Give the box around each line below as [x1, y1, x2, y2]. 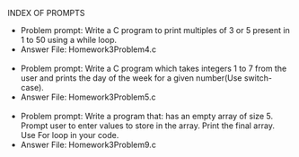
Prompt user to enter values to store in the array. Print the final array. [20, 120, 275, 131]
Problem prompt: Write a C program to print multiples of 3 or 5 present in [20, 25, 290, 35]
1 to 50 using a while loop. [20, 35, 118, 45]
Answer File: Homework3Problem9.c [20, 139, 157, 150]
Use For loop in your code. [20, 130, 119, 140]
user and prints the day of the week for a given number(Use [20, 73, 242, 83]
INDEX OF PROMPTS [7, 8, 85, 18]
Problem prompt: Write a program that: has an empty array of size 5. [20, 111, 274, 121]
